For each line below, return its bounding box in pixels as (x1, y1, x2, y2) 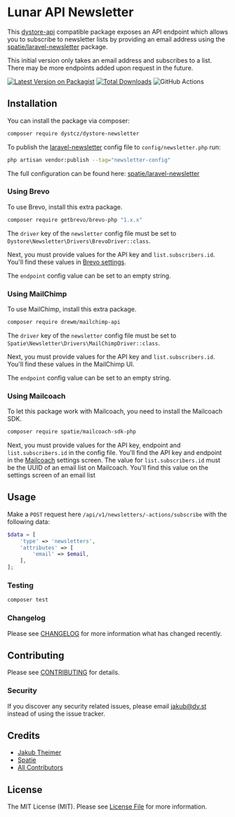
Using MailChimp (7, 289, 67, 299)
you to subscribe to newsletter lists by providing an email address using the (7, 35, 226, 43)
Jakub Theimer (17, 748, 62, 757)
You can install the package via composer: (7, 116, 130, 125)
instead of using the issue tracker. (7, 709, 105, 718)
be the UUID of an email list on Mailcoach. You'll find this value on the (7, 463, 209, 472)
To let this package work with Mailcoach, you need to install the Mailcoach (7, 407, 223, 416)
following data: (7, 517, 51, 525)
